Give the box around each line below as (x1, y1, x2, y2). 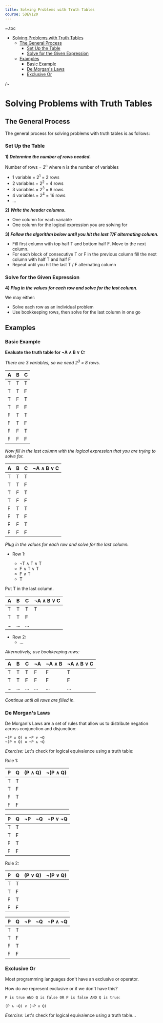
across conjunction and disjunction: (5, 726, 77, 732)
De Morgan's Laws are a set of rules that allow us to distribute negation (5, 720, 149, 726)
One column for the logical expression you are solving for (12, 222, 128, 228)
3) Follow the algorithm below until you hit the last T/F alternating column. (5, 231, 159, 237)
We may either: (5, 295, 36, 301)
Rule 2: (5, 860, 20, 866)
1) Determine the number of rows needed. (5, 153, 91, 159)
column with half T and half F (12, 256, 71, 262)
